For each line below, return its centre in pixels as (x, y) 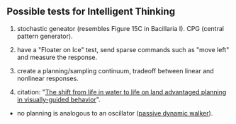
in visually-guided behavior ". (58, 99)
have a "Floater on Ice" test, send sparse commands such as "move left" (123, 49)
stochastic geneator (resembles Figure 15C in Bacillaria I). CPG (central (120, 28)
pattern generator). (45, 36)
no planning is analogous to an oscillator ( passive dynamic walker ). (115, 113)
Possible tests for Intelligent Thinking (91, 12)
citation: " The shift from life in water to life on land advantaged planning (122, 92)
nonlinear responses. (47, 78)
